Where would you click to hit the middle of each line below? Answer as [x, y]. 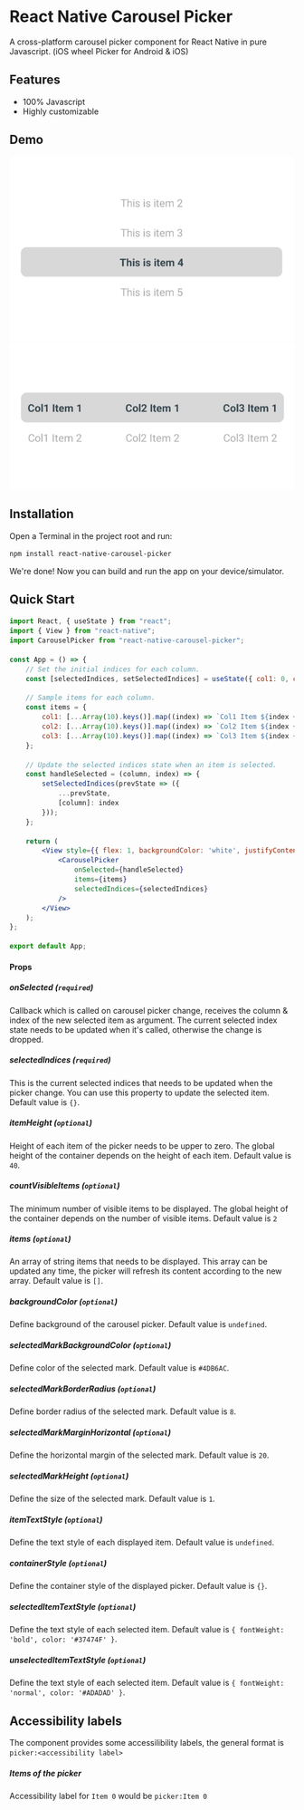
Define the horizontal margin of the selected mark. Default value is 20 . [139, 1455]
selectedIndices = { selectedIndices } [141, 889]
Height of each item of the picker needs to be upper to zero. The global [142, 1146]
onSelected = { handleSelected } [128, 870]
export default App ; [48, 947]
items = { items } [100, 880]
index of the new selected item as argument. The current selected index [143, 1020]
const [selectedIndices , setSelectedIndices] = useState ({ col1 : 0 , [157, 679]
